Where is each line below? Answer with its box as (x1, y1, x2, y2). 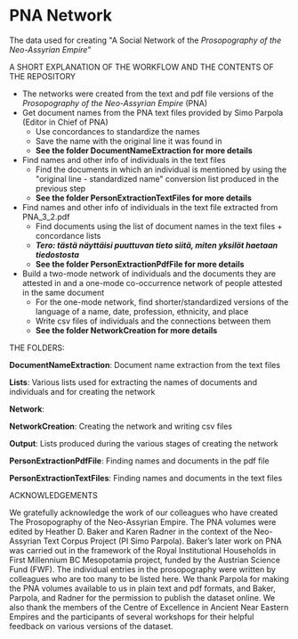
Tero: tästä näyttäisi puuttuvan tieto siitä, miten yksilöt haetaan (35, 240, 278, 250)
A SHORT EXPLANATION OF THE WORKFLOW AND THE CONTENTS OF (9, 61, 274, 72)
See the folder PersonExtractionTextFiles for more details (35, 193, 252, 203)
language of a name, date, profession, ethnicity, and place (35, 306, 249, 316)
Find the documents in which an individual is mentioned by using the (35, 164, 287, 175)
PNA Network (9, 5, 113, 26)
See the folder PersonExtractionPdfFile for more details (35, 258, 245, 269)
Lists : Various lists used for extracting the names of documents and (9, 376, 258, 388)
